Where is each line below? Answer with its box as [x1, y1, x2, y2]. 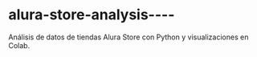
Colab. [8, 40, 31, 50]
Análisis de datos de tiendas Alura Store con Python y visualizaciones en [8, 32, 249, 42]
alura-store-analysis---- [8, 6, 175, 24]
